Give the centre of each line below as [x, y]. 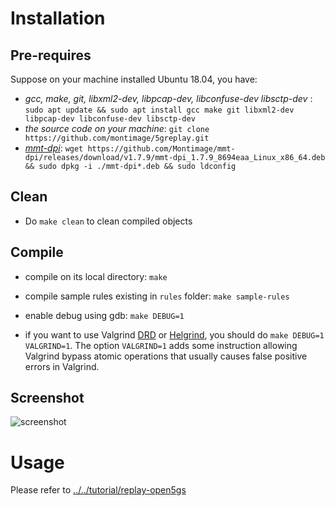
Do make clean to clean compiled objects [108, 221]
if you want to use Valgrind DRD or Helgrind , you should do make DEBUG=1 [174, 334]
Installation [58, 18]
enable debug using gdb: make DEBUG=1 [104, 315]
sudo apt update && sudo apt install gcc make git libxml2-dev [159, 110]
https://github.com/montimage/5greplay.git [117, 138]
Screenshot [47, 398]
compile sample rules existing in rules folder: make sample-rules [157, 296]
